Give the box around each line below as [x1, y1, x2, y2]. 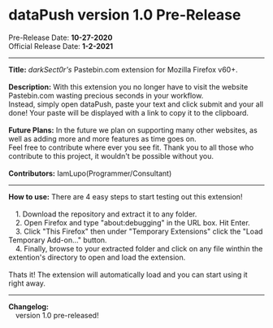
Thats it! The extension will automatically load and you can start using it [8, 269, 248, 279]
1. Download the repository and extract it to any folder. [15, 209, 197, 219]
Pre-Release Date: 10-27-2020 [8, 33, 113, 42]
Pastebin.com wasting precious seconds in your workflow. [8, 90, 204, 100]
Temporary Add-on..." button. [8, 234, 107, 245]
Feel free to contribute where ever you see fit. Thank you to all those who [8, 142, 254, 152]
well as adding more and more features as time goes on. [8, 133, 197, 143]
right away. [8, 278, 46, 288]
